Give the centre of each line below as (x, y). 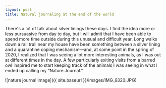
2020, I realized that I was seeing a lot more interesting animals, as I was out (83, 54)
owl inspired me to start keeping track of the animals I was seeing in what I (81, 65)
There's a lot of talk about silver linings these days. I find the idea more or (80, 28)
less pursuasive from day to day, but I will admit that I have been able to (78, 34)
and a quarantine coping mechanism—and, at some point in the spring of (80, 49)
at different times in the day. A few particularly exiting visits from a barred (80, 60)
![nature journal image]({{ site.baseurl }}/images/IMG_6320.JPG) (71, 80)
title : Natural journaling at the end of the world (59, 14)
